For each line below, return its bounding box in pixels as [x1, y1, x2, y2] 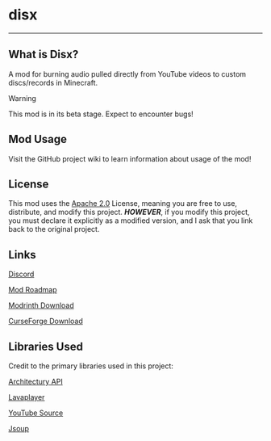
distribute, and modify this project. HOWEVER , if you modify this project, [8, 208, 250, 217]
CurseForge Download [8, 317, 83, 326]
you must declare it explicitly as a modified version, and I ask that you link [8, 216, 253, 225]
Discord [8, 269, 35, 279]
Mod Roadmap [8, 285, 58, 295]
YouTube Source [8, 408, 64, 418]
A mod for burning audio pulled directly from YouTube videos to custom [8, 69, 247, 78]
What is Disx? [8, 48, 79, 61]
